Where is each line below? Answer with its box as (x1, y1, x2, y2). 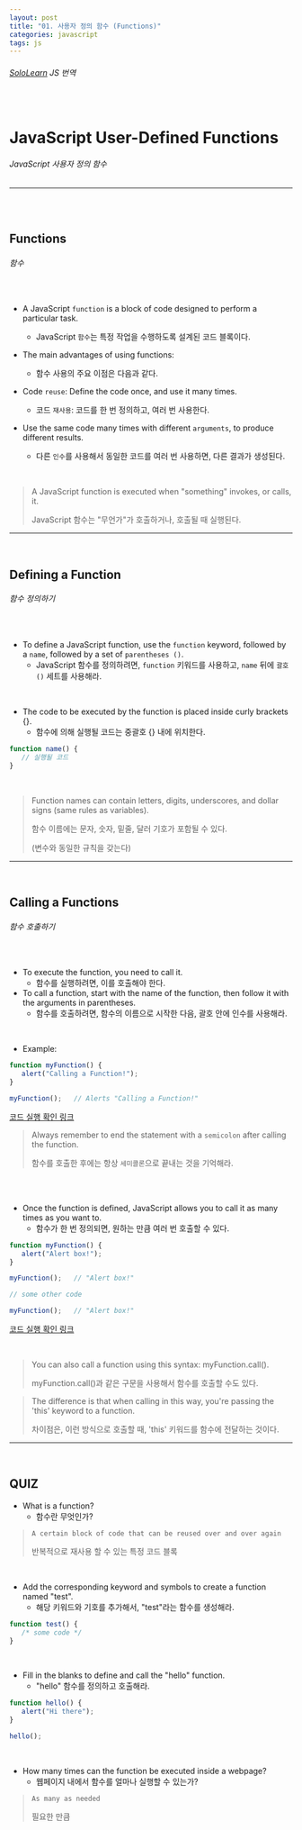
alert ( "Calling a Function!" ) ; (21, 1069, 139, 1079)
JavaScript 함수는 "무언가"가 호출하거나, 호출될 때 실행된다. (31, 514, 242, 525)
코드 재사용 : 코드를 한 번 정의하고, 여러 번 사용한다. (35, 404, 209, 415)
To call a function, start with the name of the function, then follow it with (22, 988, 289, 999)
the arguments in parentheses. (22, 997, 137, 1009)
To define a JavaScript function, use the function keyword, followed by (22, 639, 287, 650)
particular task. (22, 313, 79, 324)
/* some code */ (21, 1627, 83, 1637)
